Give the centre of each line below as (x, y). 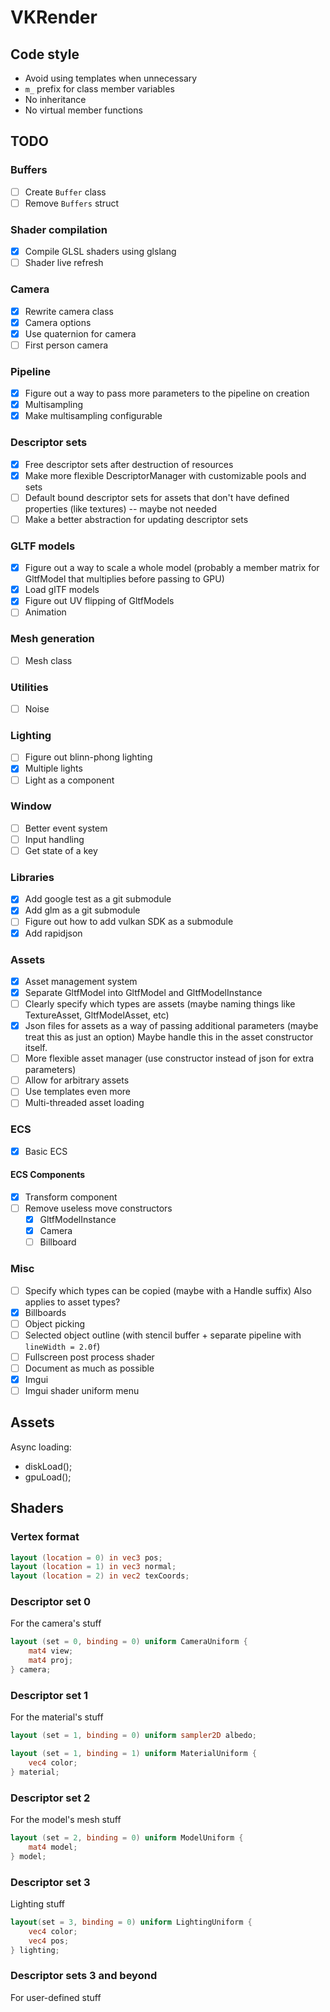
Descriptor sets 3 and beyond (84, 1976)
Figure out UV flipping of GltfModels (99, 601)
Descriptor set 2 (50, 1798)
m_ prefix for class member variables (99, 89)
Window (31, 806)
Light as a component (69, 780)
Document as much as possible (89, 1368)
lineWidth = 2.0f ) (62, 1346)
